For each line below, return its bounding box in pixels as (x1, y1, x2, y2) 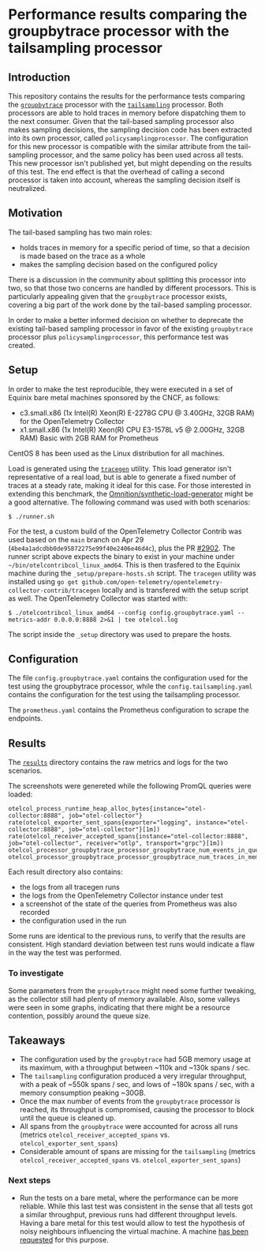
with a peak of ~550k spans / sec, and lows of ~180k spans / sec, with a (19, 1080, 255, 1089)
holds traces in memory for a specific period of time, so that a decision (19, 242, 250, 252)
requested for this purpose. (19, 1235, 109, 1244)
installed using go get (8, 576, 79, 586)
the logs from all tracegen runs (19, 883, 120, 892)
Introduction (8, 70, 71, 84)
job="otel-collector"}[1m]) (68, 826, 160, 834)
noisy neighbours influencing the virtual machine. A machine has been (19, 1226, 249, 1236)
